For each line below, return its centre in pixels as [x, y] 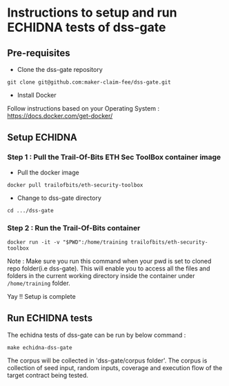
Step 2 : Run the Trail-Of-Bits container [74, 228]
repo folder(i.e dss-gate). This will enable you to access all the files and [109, 268]
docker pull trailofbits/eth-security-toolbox [75, 185]
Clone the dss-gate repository [60, 70]
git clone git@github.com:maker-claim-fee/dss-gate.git [89, 82]
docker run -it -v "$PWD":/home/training [68, 242]
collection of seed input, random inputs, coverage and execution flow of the [115, 367]
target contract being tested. [48, 375]
